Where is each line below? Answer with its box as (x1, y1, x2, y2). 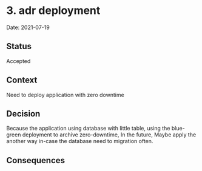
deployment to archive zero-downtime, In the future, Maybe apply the (22, 131, 197, 138)
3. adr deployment (6, 4, 101, 18)
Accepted (6, 57, 31, 64)
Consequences (6, 155, 66, 166)
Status (6, 41, 32, 52)
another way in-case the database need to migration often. (6, 138, 153, 145)
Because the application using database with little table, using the (6, 125, 170, 132)
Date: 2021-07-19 (6, 24, 50, 31)
